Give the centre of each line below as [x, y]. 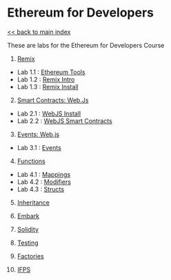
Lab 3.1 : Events [39, 147]
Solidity [28, 229]
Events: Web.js [38, 134]
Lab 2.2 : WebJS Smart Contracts [64, 121]
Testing [28, 243]
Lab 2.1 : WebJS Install [49, 113]
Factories [30, 256]
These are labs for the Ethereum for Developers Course [86, 45]
